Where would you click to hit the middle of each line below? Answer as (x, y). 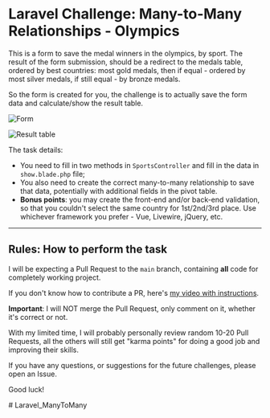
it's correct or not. (38, 317)
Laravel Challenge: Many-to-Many (125, 14)
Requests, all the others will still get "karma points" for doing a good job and (134, 341)
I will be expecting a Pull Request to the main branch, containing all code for (133, 268)
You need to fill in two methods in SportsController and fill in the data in (139, 165)
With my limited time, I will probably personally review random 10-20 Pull (129, 332)
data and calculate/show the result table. (76, 103)
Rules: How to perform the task (88, 250)
